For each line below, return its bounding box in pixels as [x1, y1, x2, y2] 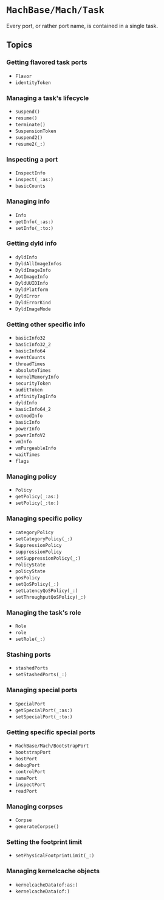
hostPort [15, 755, 38, 762]
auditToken [15, 387, 43, 393]
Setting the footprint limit [6, 838, 82, 846]
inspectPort [15, 782, 46, 788]
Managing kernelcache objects [6, 867, 100, 876]
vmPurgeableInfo [15, 445, 56, 452]
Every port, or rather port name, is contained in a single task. [6, 22, 159, 29]
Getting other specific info [6, 320, 86, 329]
